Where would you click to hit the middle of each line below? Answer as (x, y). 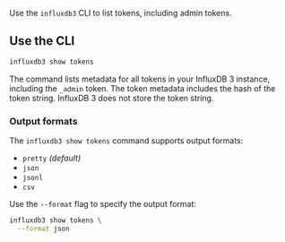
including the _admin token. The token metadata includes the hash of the (142, 88)
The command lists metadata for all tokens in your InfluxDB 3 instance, (140, 79)
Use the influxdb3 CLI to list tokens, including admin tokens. (121, 13)
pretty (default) (52, 158)
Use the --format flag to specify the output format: (103, 203)
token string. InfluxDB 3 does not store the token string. (112, 98)
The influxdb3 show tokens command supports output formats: (126, 140)
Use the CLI (42, 41)
